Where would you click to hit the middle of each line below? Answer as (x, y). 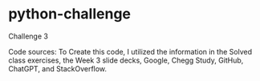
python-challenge (69, 14)
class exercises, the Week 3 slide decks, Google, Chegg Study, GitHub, (126, 60)
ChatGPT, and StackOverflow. (57, 68)
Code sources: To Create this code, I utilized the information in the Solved (130, 51)
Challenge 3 (28, 36)
